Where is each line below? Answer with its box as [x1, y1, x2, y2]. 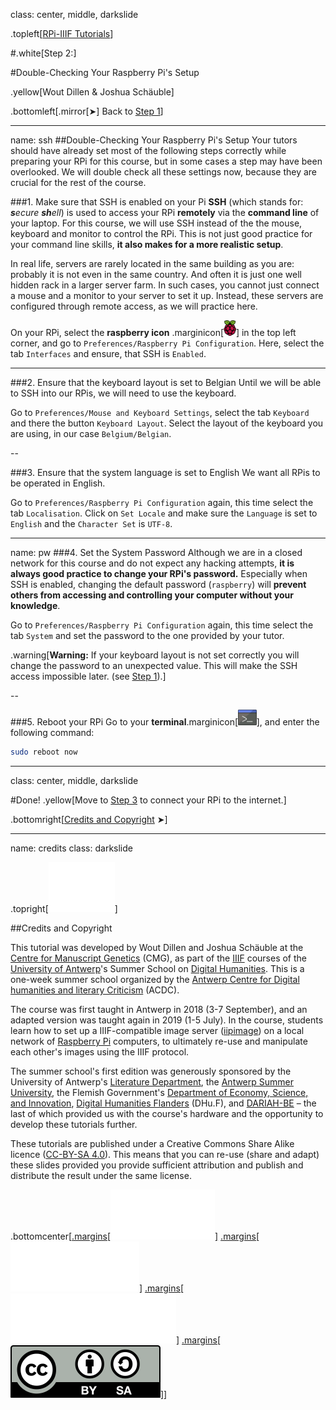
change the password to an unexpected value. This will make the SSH [10, 660, 298, 671]
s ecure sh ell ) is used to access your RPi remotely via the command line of [10, 207, 320, 218]
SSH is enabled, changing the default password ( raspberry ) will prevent [10, 579, 307, 590]
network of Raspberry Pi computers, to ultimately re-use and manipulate [10, 1035, 308, 1047]
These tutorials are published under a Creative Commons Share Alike [10, 1137, 295, 1149]
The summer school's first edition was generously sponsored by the [10, 1065, 292, 1077]
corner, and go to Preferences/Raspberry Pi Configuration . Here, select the [10, 337, 325, 349]
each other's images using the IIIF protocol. [10, 1045, 190, 1058]
